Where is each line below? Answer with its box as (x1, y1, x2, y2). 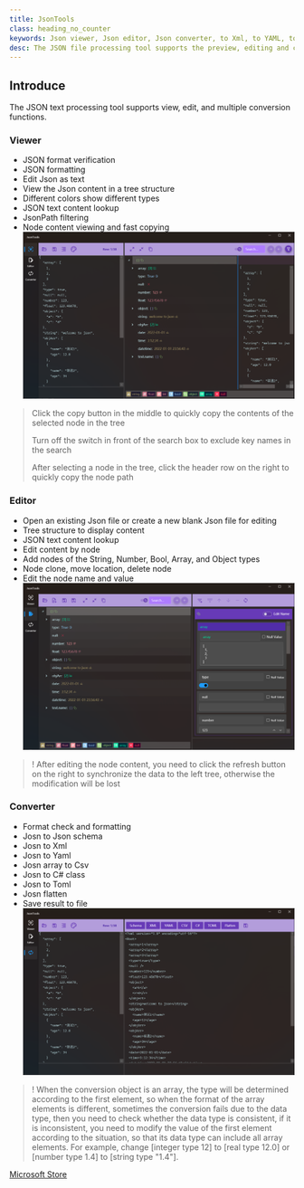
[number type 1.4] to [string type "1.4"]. (31, 1151, 179, 1162)
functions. (9, 111, 47, 122)
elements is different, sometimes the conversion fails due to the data (31, 1103, 288, 1114)
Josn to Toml (22, 879, 71, 889)
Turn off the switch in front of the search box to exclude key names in (31, 435, 291, 446)
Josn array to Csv (22, 860, 90, 870)
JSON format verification (22, 155, 116, 166)
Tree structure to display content (22, 525, 145, 536)
